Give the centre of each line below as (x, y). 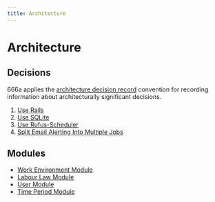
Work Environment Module (55, 170)
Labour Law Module (45, 177)
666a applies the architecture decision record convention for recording (108, 89)
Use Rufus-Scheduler (48, 124)
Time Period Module (46, 192)
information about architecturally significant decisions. (84, 96)
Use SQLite (33, 117)
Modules (27, 154)
